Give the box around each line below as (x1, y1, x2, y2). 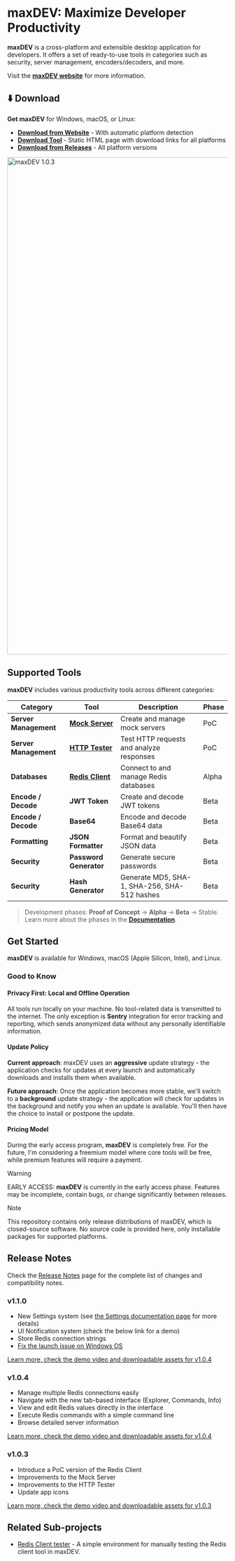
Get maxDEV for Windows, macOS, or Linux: (7, 114, 136, 123)
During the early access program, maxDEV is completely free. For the (7, 1140, 208, 1149)
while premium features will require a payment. (7, 1156, 143, 1164)
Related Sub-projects (7, 1522, 103, 1533)
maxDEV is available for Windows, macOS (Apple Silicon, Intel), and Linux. (7, 954, 222, 962)
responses (120, 751, 155, 761)
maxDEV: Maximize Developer (7, 5, 187, 21)
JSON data (120, 840, 156, 850)
